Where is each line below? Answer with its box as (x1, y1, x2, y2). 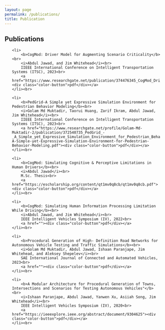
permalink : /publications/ (4, 12, 60, 17)
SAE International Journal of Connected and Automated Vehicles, (21, 256, 159, 261)
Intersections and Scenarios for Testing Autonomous (11, 286, 123, 291)
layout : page (4, 7, 32, 12)
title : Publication (4, 16, 45, 21)
